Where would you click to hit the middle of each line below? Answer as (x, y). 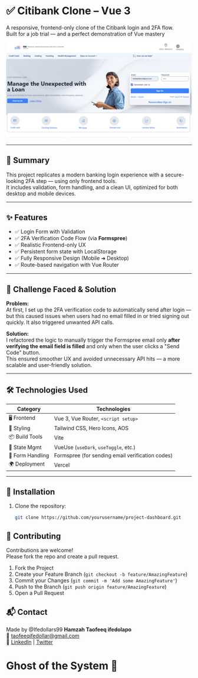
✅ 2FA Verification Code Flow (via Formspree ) (71, 238)
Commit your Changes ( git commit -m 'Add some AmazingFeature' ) (96, 581)
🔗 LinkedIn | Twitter (29, 642)
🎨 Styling (19, 428)
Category (29, 409)
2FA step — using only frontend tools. (71, 181)
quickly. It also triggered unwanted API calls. (60, 322)
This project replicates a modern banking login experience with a (85, 175)
